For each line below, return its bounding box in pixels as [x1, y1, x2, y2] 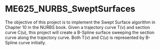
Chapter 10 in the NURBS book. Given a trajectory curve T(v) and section [5, 24, 150, 30]
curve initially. [18, 39, 46, 45]
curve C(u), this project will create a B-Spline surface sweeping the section [5, 29, 155, 35]
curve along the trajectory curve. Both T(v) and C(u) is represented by [5, 35, 145, 40]
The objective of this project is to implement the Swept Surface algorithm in [5, 19, 156, 25]
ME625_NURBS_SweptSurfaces [5, 3, 135, 14]
